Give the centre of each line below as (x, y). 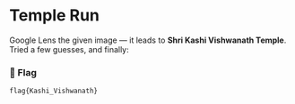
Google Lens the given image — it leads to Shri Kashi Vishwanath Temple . (148, 40)
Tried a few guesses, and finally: (69, 49)
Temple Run (55, 16)
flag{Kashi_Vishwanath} (54, 91)
